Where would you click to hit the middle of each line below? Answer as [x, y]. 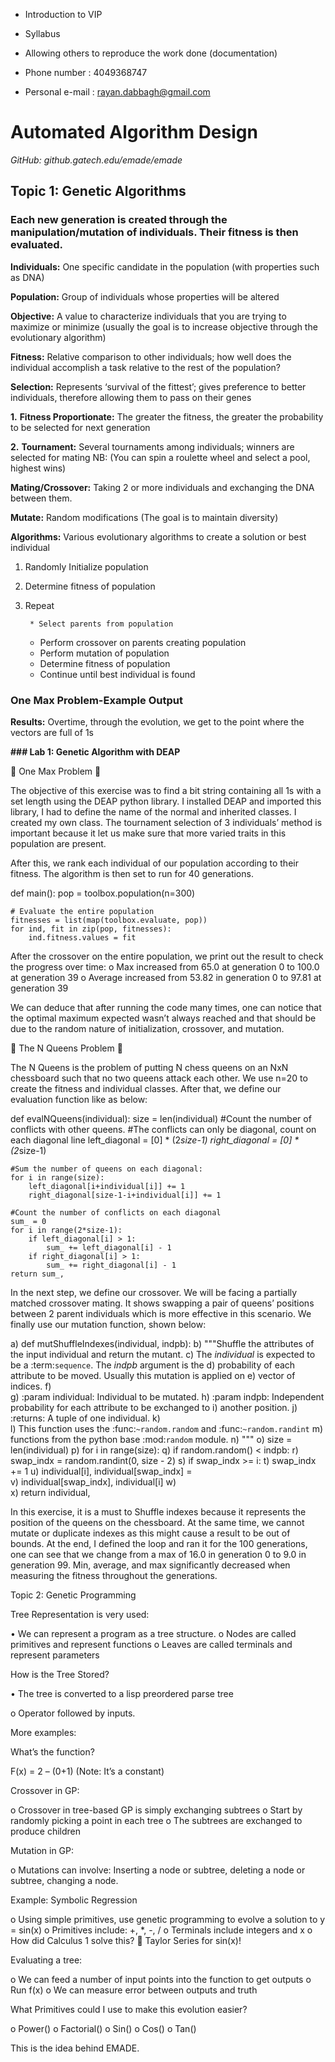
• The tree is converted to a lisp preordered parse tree [122, 1693]
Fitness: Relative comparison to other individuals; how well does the [151, 356]
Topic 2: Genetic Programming [73, 1595]
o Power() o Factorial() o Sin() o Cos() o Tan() [103, 2028]
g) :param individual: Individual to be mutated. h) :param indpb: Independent [167, 1396]
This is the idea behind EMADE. [75, 2048]
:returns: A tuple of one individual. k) [85, 1418]
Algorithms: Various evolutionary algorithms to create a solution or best [158, 536]
